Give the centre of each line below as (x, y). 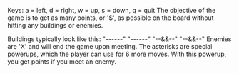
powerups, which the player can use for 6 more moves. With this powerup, (117, 54)
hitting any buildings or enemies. (55, 25)
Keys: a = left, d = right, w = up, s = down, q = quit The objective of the (112, 10)
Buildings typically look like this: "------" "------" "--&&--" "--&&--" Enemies (119, 39)
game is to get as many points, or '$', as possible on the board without (111, 18)
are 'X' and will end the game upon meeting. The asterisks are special (110, 46)
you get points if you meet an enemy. (62, 62)
